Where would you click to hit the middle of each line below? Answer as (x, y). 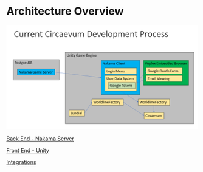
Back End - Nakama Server (40, 139)
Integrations (21, 162)
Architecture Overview (65, 11)
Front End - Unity (28, 150)
